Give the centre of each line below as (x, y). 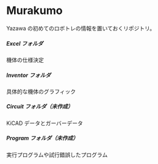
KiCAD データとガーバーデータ (45, 123)
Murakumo (34, 11)
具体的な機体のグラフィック (41, 91)
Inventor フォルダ (29, 75)
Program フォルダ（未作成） (42, 138)
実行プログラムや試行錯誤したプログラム (57, 155)
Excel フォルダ (25, 43)
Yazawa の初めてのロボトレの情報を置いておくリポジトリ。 (81, 28)
